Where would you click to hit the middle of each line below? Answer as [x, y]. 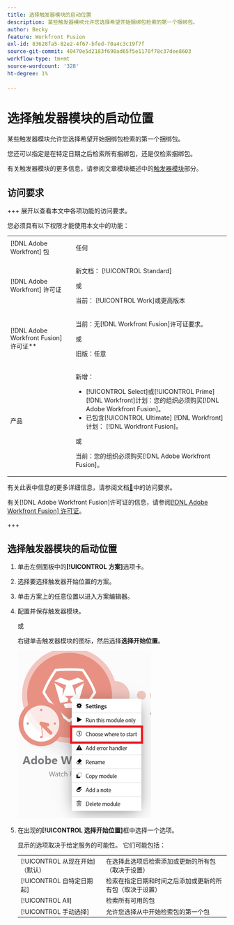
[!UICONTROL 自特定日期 [57, 881]
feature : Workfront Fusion [46, 37]
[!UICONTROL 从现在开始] [58, 861]
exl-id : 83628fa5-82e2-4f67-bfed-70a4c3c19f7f [76, 44]
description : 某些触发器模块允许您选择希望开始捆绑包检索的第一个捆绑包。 [103, 22]
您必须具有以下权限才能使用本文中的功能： [68, 226]
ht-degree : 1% [28, 73]
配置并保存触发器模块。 [51, 611]
